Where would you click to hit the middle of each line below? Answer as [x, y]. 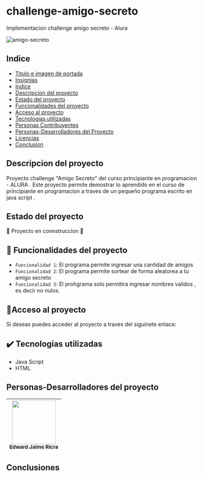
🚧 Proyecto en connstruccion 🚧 [45, 231]
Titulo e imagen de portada [49, 73]
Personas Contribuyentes [47, 125]
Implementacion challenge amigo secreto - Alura [67, 28]
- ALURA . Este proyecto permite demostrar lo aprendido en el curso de [95, 184]
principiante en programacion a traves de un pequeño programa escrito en [99, 191]
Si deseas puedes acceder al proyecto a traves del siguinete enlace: [92, 324]
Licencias [27, 138]
